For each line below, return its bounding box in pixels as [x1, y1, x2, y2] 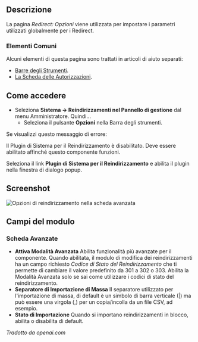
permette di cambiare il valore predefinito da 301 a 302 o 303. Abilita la [14, 267, 189, 274]
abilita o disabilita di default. [14, 318, 84, 325]
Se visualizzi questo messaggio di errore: [6, 130, 107, 138]
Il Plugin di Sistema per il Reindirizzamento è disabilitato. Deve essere [6, 142, 177, 149]
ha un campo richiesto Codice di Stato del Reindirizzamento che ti [14, 260, 177, 268]
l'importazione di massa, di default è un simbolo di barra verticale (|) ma [14, 292, 191, 300]
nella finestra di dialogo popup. [6, 166, 82, 173]
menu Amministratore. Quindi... [14, 113, 91, 120]
